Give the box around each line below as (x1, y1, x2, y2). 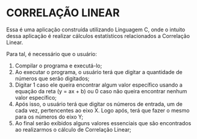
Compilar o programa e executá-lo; (14, 62, 102, 69)
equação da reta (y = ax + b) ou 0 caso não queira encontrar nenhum (14, 87, 187, 94)
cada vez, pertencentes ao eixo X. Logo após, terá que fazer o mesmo (14, 107, 190, 114)
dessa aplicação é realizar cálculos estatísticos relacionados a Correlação (6, 32, 190, 39)
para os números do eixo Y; (14, 113, 83, 120)
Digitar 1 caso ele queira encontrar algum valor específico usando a (14, 81, 183, 88)
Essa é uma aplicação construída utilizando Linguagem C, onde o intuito (6, 26, 186, 33)
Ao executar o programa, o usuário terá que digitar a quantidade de (14, 68, 183, 75)
